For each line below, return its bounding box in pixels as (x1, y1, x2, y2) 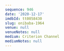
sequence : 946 (5, 7, 34, 12)
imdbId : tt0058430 (5, 16, 42, 21)
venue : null (5, 25, 29, 30)
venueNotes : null (5, 30, 40, 34)
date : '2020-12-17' (5, 12, 45, 17)
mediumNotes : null (5, 39, 42, 44)
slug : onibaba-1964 (5, 20, 45, 26)
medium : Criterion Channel (5, 34, 60, 39)
